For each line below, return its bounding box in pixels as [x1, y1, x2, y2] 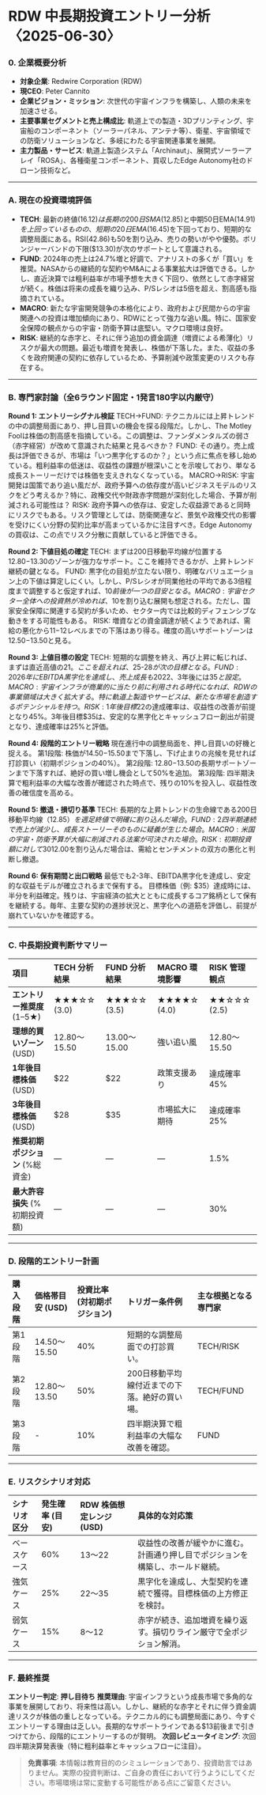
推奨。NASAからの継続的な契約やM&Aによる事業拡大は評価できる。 [19, 263, 242, 273]
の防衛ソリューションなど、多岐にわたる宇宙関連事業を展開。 [19, 136, 220, 146]
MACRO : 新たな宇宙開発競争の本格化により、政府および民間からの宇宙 [19, 303, 251, 312]
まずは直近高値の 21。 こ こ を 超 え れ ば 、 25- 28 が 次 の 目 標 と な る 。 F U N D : [8, 662, 238, 672]
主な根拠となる [197, 1290, 253, 1301]
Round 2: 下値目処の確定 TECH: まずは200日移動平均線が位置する [8, 547, 223, 556]
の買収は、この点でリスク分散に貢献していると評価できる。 [8, 530, 202, 540]
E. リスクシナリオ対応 [8, 1476, 91, 1487]
